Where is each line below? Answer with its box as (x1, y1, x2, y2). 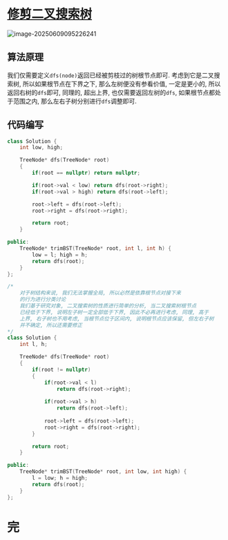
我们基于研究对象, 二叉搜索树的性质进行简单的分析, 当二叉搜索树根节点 (19, 302, 197, 309)
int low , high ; (19, 144, 64, 151)
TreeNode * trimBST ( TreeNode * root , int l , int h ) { (19, 245, 171, 252)
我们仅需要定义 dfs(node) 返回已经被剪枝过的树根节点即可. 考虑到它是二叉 (7, 70, 214, 79)
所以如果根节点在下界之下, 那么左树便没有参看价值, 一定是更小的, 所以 (22, 79, 221, 88)
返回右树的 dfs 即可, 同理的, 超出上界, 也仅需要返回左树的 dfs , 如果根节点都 (7, 88, 216, 97)
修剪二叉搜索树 (7, 6, 93, 22)
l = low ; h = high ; (32, 474, 88, 482)
